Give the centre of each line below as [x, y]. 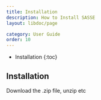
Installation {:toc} [36, 57]
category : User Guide [33, 34]
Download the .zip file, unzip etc [46, 90]
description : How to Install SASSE [51, 18]
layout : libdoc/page [32, 23]
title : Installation [32, 12]
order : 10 [19, 40]
